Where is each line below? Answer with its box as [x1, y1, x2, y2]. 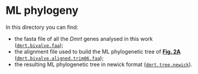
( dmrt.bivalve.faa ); [14, 42, 64, 49]
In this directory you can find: [5, 23, 79, 31]
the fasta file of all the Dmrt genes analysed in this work [14, 35, 153, 42]
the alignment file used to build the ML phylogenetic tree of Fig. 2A [14, 48, 181, 55]
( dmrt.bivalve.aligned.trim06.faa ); [14, 54, 104, 61]
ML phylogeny [5, 4, 79, 17]
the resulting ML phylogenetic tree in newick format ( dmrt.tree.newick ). [14, 61, 193, 68]
